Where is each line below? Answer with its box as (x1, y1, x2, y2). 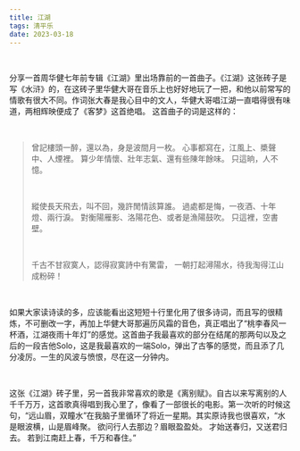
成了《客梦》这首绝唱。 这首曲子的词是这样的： (63, 106, 238, 117)
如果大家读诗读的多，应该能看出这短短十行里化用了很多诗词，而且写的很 (9, 307, 275, 318)
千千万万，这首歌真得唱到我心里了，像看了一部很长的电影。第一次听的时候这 (9, 399, 291, 410)
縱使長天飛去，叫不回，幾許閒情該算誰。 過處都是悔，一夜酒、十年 (30, 201, 277, 212)
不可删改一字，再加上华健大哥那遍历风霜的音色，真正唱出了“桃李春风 (24, 318, 279, 329)
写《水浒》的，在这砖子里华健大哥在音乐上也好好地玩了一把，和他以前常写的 (9, 84, 291, 95)
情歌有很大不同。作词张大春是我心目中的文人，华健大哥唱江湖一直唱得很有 (9, 95, 283, 105)
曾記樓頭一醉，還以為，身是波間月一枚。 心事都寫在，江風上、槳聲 (30, 142, 277, 153)
